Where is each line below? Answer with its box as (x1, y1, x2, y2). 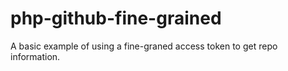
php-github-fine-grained (10, 7, 222, 30)
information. (10, 50, 61, 62)
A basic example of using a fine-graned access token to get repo (10, 40, 278, 52)
